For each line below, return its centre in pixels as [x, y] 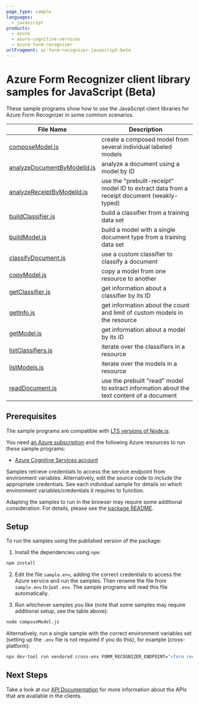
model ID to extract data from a [145, 188]
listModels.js [27, 367]
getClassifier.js [30, 292]
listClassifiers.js [31, 350]
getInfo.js [22, 313]
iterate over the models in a [139, 364]
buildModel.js [28, 237]
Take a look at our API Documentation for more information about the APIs [97, 689]
